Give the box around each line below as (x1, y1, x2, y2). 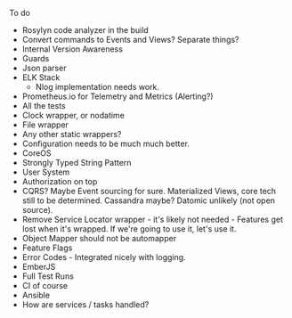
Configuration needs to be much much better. (21, 138, 190, 149)
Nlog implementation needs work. (35, 82, 160, 92)
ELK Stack (21, 72, 61, 83)
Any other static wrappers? (21, 129, 122, 139)
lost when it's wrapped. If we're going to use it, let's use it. (21, 224, 237, 234)
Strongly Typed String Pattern (21, 158, 132, 167)
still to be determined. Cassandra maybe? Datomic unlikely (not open (21, 195, 276, 206)
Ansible (21, 289, 51, 300)
